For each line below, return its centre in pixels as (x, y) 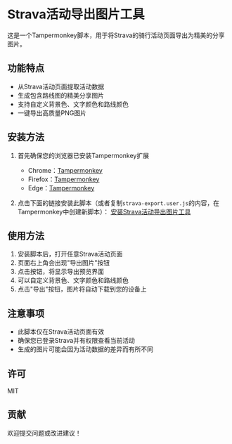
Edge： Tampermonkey (61, 188)
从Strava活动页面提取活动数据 (60, 86)
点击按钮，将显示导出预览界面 (60, 272)
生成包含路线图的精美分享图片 (60, 95)
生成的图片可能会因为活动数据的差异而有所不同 (85, 349)
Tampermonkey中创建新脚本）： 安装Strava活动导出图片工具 (104, 211)
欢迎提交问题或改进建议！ (44, 433)
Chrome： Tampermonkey (65, 170)
